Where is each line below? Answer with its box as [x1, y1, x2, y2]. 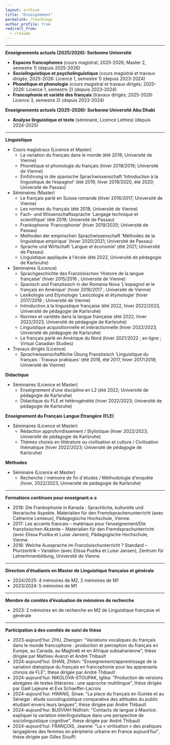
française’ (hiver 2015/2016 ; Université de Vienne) [20, 276, 126, 282]
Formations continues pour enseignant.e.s [5, 495, 97, 501]
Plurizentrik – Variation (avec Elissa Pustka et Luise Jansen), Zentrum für [12, 548, 164, 553]
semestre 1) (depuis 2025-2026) [12, 65, 80, 71]
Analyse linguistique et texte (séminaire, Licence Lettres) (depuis [12, 117, 151, 123]
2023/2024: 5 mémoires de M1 [12, 583, 77, 588]
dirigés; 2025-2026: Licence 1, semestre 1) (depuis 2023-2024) [12, 76, 146, 82]
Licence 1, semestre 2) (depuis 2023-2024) [26, 87, 117, 92]
